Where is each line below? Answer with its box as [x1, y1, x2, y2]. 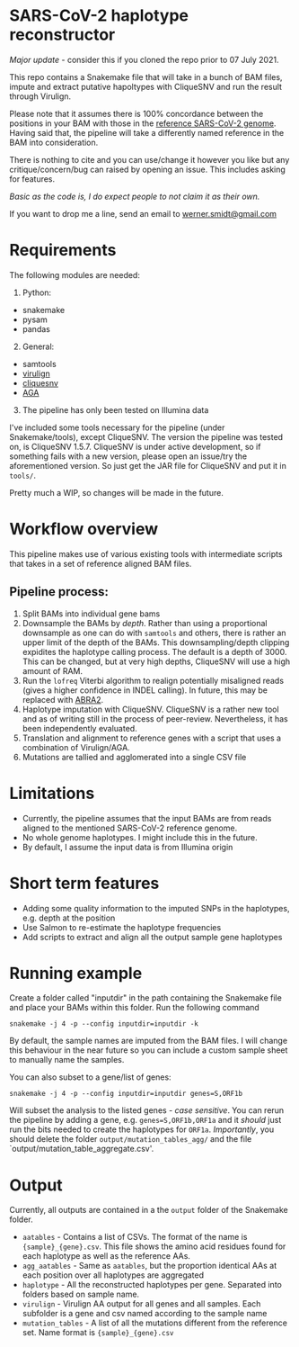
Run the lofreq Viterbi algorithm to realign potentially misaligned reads [22, 675, 285, 686]
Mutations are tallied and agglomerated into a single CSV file [22, 751, 247, 762]
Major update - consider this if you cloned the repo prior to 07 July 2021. [9, 54, 279, 65]
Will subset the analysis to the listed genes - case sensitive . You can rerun [9, 1105, 285, 1116]
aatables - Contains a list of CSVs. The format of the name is [22, 1232, 248, 1243]
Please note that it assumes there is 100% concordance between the [9, 108, 264, 119]
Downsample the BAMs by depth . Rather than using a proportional [22, 617, 268, 628]
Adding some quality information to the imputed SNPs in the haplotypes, [22, 902, 290, 913]
